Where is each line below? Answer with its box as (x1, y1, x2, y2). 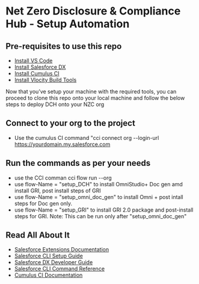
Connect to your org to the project (5, 118, 136, 128)
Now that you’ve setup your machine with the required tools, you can (5, 88, 177, 95)
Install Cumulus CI (14, 70, 60, 77)
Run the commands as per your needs (5, 158, 151, 168)
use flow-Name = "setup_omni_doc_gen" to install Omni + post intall (14, 193, 184, 200)
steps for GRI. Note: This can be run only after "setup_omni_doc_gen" (14, 212, 187, 219)
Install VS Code (14, 57, 53, 64)
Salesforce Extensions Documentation (14, 246, 109, 253)
